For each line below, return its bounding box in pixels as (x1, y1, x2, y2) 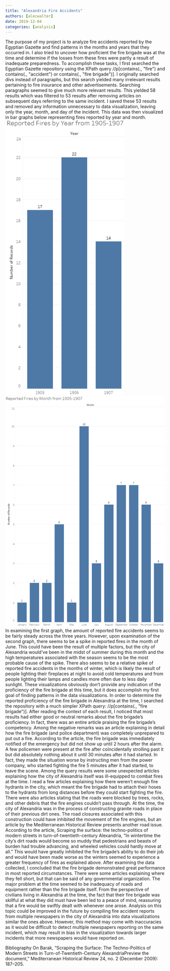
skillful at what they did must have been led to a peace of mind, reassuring (5, 897, 161, 903)
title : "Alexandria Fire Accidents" (5, 8, 83, 13)
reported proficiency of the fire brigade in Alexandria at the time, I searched (5, 698, 163, 704)
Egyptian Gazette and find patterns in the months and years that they (5, 44, 150, 50)
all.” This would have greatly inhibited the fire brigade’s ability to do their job (5, 849, 164, 855)
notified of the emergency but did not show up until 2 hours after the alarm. (5, 741, 163, 747)
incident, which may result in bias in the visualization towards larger (5, 929, 147, 936)
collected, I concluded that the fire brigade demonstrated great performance (5, 865, 165, 871)
